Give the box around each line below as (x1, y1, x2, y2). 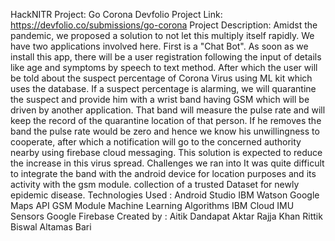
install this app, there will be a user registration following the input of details (10, 51, 322, 63)
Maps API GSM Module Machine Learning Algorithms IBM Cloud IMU (10, 200, 295, 211)
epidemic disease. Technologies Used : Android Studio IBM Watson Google (10, 189, 320, 201)
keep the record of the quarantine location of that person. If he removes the (10, 115, 322, 126)
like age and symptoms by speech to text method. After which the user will (10, 62, 318, 73)
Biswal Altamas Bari (10, 221, 92, 233)
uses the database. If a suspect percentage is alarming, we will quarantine (10, 83, 317, 94)
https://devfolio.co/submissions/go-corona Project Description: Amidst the (10, 19, 318, 31)
